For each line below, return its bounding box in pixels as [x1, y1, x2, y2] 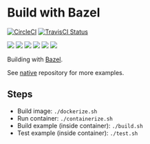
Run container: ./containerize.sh [17, 114, 114, 122]
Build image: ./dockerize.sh [17, 107, 98, 115]
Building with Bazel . [7, 55, 63, 63]
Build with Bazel [7, 5, 100, 21]
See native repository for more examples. [7, 68, 125, 76]
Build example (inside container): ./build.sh [17, 121, 143, 130]
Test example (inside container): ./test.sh [17, 129, 138, 137]
